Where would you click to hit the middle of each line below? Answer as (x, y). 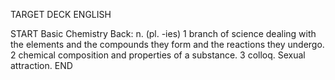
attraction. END (41, 65)
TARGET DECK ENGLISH (61, 14)
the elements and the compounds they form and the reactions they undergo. (167, 44)
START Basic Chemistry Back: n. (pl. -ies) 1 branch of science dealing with (163, 33)
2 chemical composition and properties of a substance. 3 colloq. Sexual (158, 55)
